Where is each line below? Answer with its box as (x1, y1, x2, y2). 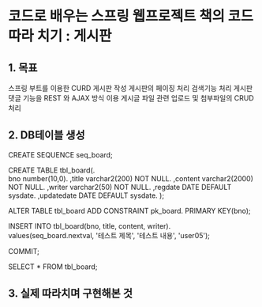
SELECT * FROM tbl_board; (8, 262, 98, 271)
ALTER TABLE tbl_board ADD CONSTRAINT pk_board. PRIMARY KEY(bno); (8, 206, 251, 215)
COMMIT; (8, 246, 39, 256)
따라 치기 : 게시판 (8, 27, 112, 45)
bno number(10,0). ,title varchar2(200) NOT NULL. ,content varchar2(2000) (8, 173, 254, 183)
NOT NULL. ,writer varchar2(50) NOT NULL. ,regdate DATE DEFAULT (8, 182, 232, 191)
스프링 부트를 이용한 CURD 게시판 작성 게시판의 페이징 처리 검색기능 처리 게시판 (8, 84, 253, 93)
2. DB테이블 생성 (8, 128, 85, 142)
